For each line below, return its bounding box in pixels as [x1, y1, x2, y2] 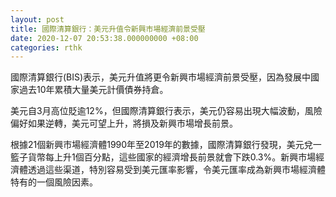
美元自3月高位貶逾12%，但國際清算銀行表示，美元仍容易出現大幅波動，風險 [10, 105, 323, 117]
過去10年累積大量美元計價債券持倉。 [18, 84, 169, 96]
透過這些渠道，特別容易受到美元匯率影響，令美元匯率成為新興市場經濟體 [27, 164, 326, 176]
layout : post [10, 14, 65, 25]
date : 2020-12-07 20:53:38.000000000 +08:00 [10, 33, 199, 43]
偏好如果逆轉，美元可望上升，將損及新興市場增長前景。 [10, 117, 238, 130]
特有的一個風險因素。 [10, 176, 98, 188]
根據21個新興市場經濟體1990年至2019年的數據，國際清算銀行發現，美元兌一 [10, 139, 322, 151]
